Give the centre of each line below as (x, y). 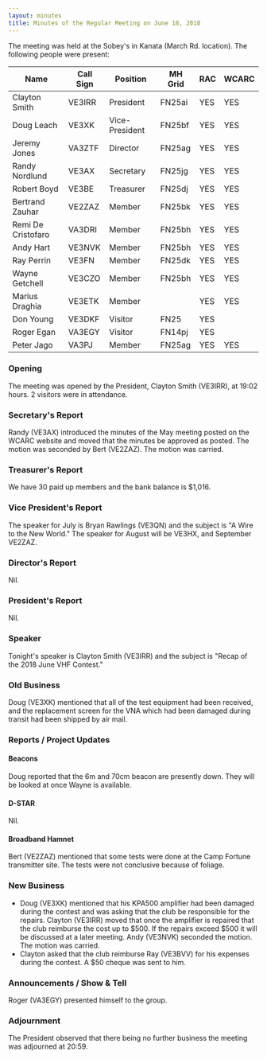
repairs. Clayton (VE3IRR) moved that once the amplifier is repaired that (137, 920)
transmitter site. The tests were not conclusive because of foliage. (116, 865)
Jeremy (27, 142)
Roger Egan (34, 332)
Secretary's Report (46, 415)
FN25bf (175, 125)
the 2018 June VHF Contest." (56, 664)
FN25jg (174, 170)
